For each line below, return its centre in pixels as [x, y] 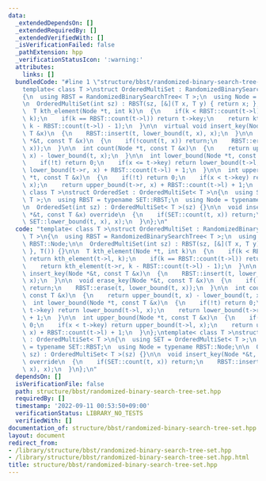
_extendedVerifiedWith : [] [60, 38]
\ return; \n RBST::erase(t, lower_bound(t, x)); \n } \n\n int [134, 288]
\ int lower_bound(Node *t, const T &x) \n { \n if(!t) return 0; [140, 303]
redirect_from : [33, 443]
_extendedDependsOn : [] [54, 23]
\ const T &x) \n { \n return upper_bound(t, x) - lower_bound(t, [138, 296]
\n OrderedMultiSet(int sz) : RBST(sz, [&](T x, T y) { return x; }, [141, 104]
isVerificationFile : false [60, 384]
